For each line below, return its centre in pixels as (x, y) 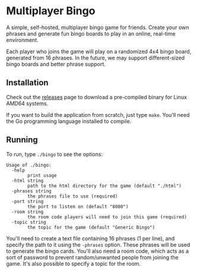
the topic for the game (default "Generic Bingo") (91, 227)
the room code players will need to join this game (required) (107, 217)
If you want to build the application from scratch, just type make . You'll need (98, 115)
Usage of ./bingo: (29, 165)
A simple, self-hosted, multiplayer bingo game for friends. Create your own (98, 27)
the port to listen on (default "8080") (78, 207)
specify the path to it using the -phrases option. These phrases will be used (98, 245)
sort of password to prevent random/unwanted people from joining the (93, 257)
